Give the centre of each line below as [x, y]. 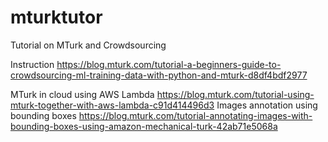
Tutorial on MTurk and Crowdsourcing [88, 45]
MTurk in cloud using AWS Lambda [82, 94]
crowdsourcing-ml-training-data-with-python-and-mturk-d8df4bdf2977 [159, 75]
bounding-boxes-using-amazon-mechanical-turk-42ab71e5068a [144, 126]
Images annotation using [267, 105]
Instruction [32, 64]
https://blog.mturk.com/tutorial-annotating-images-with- [195, 115]
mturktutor [56, 17]
